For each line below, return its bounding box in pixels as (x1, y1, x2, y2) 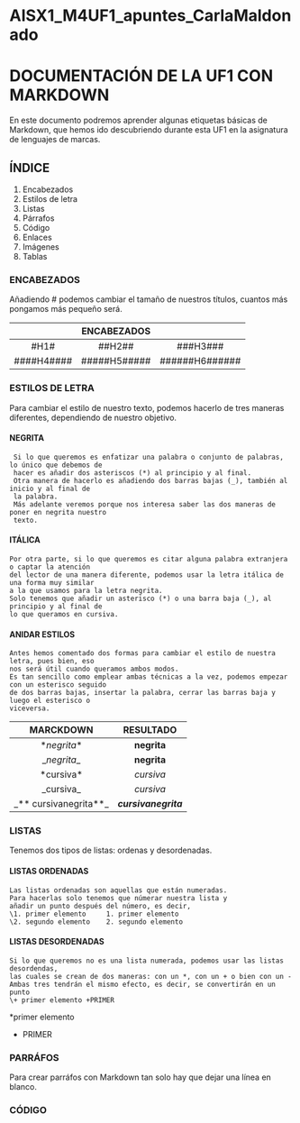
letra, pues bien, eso (9, 657, 95, 666)
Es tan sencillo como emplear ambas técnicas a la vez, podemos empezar (9, 672, 288, 681)
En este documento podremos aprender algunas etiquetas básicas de (9, 114, 268, 126)
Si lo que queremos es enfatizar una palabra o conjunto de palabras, (13, 452, 284, 461)
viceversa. (9, 704, 50, 713)
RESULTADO (123, 724, 177, 736)
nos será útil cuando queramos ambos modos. (9, 664, 179, 674)
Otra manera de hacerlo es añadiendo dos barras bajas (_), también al (13, 476, 288, 485)
